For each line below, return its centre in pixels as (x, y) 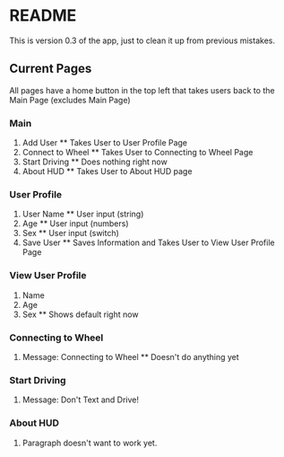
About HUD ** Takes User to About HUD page (107, 171)
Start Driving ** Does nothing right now (95, 162)
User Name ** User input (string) (83, 214)
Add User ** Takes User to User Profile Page (105, 143)
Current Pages (51, 69)
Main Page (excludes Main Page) (70, 100)
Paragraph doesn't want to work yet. (90, 443)
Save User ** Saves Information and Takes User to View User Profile (148, 242)
